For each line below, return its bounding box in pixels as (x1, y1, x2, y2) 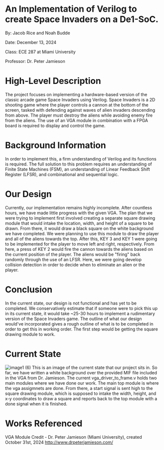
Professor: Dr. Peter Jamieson (5, 58, 65, 64)
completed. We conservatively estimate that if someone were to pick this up (5, 305, 158, 311)
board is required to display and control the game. (5, 123, 106, 128)
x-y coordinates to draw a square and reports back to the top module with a (5, 395, 158, 401)
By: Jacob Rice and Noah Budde (5, 30, 70, 36)
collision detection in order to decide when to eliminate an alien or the (5, 262, 145, 267)
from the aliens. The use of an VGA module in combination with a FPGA (5, 117, 148, 123)
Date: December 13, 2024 (5, 39, 57, 45)
